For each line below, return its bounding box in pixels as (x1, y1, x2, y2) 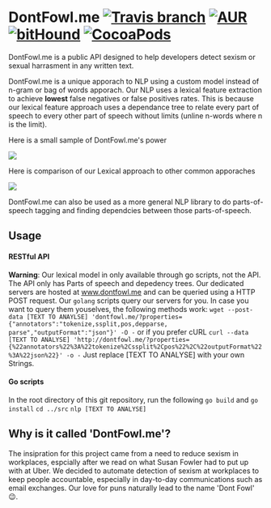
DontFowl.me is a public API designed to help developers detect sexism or (8, 52, 256, 62)
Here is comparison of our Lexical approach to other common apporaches (8, 166, 256, 176)
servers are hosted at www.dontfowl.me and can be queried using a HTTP (8, 287, 256, 297)
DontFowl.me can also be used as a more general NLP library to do (8, 197, 231, 207)
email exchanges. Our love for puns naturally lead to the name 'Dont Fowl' (8, 483, 255, 493)
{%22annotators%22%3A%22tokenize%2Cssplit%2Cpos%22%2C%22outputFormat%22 (8, 343, 263, 351)
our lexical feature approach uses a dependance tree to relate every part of (8, 102, 260, 112)
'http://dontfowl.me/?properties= (73, 335, 190, 344)
